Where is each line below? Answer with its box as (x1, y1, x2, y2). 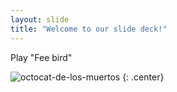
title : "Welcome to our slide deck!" (10, 24, 168, 34)
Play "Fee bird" (10, 51, 73, 63)
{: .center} (122, 71, 165, 83)
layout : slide (10, 14, 70, 25)
